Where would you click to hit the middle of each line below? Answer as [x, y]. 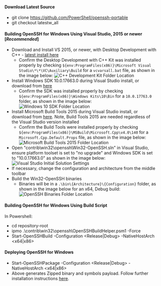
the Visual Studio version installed [45, 122]
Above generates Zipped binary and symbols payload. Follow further [80, 273]
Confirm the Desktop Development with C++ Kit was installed [80, 60]
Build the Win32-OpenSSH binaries [47, 179]
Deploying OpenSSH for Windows [39, 252]
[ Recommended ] [22, 39]
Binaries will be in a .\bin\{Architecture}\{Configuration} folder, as [87, 184]
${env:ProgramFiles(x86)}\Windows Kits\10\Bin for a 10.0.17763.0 [85, 96]
